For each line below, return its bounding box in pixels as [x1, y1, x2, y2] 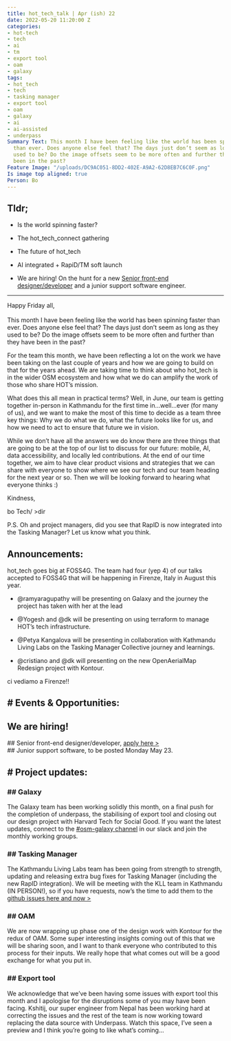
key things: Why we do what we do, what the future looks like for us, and [7, 416, 213, 424]
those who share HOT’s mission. [7, 381, 98, 389]
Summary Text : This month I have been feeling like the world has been [7, 139, 217, 146]
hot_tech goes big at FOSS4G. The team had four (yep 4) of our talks [7, 566, 203, 575]
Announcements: [7, 548, 84, 559]
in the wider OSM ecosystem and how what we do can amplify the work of [7, 373, 219, 381]
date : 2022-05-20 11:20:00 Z [7, 17, 91, 23]
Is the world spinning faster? [16, 221, 98, 229]
